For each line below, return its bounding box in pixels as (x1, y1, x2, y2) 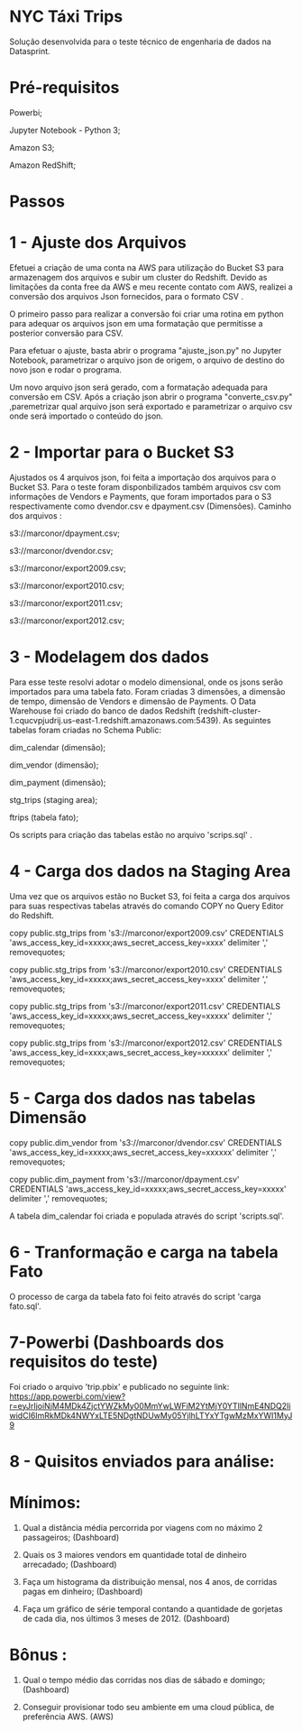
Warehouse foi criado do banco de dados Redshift (9, 705, 196, 716)
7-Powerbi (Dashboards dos (9, 1332, 224, 1352)
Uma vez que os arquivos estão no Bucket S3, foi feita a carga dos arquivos (9, 890, 290, 901)
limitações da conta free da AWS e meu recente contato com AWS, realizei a (9, 281, 293, 292)
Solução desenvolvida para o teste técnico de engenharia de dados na (9, 36, 272, 47)
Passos (9, 191, 66, 212)
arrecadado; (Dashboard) (22, 1559, 117, 1570)
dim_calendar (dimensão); (9, 741, 106, 752)
